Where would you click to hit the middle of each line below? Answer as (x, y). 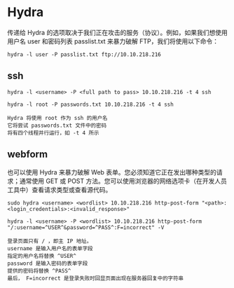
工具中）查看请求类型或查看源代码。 (60, 189)
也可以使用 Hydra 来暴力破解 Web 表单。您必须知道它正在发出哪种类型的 (112, 172)
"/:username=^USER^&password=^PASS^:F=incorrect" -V (86, 227)
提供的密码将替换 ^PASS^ (39, 270)
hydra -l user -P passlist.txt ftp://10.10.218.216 (84, 54)
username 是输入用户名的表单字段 (50, 248)
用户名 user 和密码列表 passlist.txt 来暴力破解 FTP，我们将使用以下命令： (113, 41)
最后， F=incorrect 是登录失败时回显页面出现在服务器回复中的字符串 (96, 278)
